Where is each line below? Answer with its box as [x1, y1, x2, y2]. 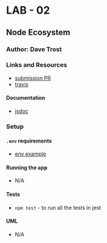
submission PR [14, 74, 51, 81]
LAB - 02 [6, 4, 50, 17]
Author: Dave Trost [6, 45, 62, 53]
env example [14, 150, 46, 157]
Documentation [6, 94, 46, 102]
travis [14, 81, 28, 88]
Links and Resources [6, 61, 67, 69]
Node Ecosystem [6, 27, 70, 37]
